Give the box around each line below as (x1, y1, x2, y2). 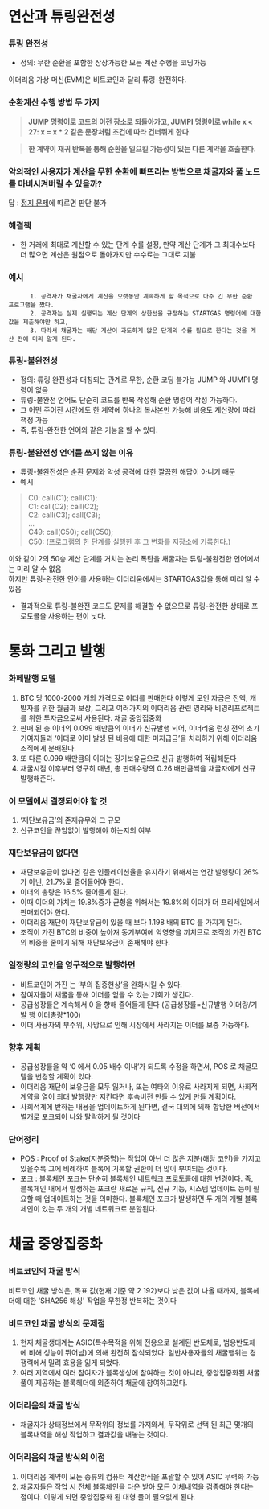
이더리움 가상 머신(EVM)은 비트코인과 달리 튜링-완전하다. (8, 75, 187, 84)
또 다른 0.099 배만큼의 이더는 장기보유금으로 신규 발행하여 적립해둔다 (19, 753, 237, 763)
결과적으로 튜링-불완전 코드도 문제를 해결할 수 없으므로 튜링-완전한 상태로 (19, 601, 251, 611)
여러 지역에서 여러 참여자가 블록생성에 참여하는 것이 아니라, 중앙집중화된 (19, 1368, 246, 1378)
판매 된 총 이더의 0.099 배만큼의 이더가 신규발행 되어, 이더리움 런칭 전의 (19, 723, 245, 733)
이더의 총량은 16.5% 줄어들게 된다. (19, 887, 128, 897)
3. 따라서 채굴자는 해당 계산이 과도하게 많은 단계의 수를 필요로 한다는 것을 (29, 327, 247, 335)
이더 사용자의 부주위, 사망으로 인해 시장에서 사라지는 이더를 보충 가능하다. (19, 1019, 250, 1030)
